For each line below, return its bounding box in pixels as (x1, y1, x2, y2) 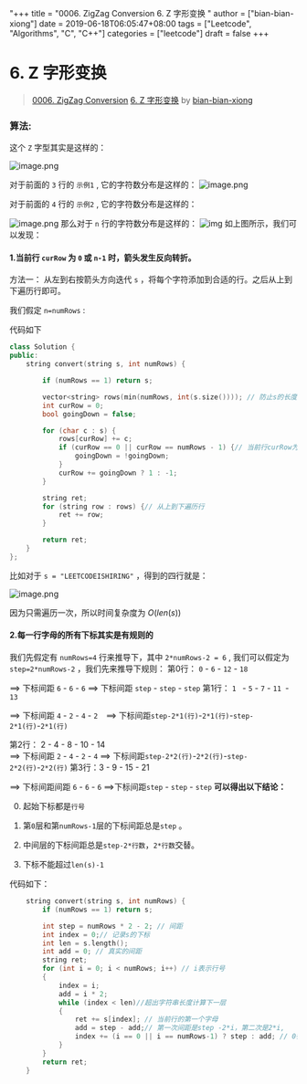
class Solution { (9, 342, 76, 352)
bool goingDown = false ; (42, 409, 137, 418)
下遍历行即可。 (9, 286, 66, 297)
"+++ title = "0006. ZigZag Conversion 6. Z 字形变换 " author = (9, 8, 246, 18)
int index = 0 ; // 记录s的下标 (42, 930, 151, 939)
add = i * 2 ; (58, 989, 108, 998)
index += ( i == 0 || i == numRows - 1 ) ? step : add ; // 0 (74, 1032, 297, 1041)
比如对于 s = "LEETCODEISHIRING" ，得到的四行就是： (9, 570, 208, 581)
